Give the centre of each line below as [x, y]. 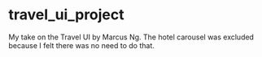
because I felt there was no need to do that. [81, 45]
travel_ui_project [66, 15]
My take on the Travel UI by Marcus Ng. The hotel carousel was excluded [131, 37]
